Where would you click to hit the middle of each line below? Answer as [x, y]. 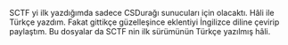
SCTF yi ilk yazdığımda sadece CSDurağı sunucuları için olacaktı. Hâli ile [142, 13]
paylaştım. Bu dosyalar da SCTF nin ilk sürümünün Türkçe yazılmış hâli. [140, 31]
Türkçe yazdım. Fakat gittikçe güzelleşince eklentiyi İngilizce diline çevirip [144, 22]
